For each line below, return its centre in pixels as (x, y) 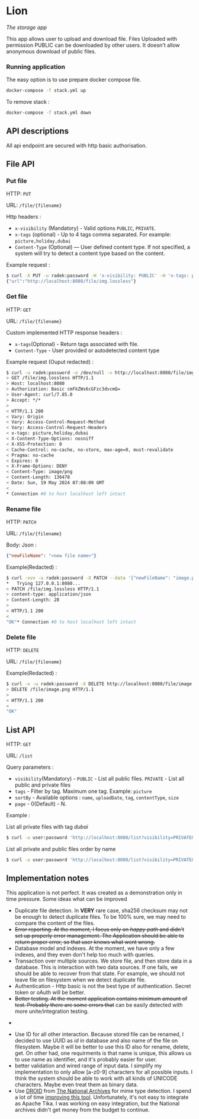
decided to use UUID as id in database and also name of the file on (96, 1040)
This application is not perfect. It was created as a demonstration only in (94, 893)
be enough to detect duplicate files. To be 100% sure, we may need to (100, 916)
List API (21, 730)
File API (20, 164)
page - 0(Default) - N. (41, 804)
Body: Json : (22, 545)
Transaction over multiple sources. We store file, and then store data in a (103, 961)
